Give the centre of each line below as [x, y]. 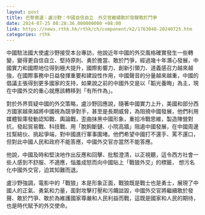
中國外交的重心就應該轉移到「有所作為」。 [63, 91]
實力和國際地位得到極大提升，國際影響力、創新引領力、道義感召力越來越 [102, 68]
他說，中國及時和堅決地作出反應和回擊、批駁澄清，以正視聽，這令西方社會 [100, 155]
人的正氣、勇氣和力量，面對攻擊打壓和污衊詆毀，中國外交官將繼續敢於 [99, 191]
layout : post [23, 12]
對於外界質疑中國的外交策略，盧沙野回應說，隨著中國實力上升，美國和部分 [100, 104]
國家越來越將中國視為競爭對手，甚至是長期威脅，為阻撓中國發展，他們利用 [105, 111]
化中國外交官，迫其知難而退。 [44, 170]
